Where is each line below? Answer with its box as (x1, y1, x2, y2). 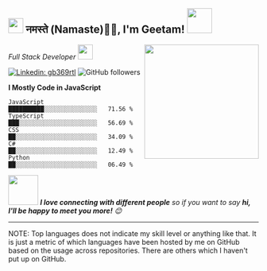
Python (8, 153, 30, 161)
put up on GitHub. (8, 254, 67, 263)
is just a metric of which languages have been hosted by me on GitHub (8, 237, 240, 246)
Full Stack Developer (8, 52, 76, 61)
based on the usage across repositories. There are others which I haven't (8, 246, 248, 255)
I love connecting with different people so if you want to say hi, (39, 197, 251, 207)
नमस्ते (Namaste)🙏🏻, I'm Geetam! (25, 23, 185, 37)
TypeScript (8, 112, 44, 120)
